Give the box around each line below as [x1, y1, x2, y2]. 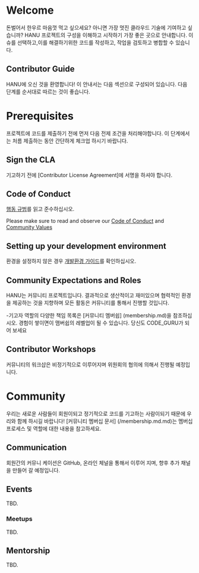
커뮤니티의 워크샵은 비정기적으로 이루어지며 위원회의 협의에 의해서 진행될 [6, 361, 175, 368]
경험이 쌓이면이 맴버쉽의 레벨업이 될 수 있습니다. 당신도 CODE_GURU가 [18, 319, 184, 326]
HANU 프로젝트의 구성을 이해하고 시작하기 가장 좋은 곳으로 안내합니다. [24, 31, 187, 39]
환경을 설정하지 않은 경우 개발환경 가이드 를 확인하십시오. [6, 257, 137, 265]
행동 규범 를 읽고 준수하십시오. [6, 205, 75, 213]
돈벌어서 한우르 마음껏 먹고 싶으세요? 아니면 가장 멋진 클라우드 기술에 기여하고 [6, 24, 187, 31]
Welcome [6, 4, 54, 17]
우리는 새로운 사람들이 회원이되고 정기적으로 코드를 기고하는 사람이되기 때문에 [6, 410, 186, 417]
